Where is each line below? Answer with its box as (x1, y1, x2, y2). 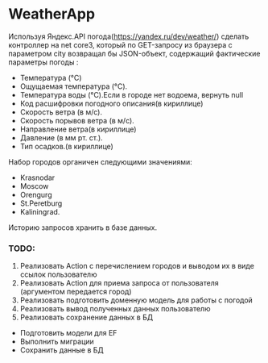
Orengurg (19, 190, 52, 199)
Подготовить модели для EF (19, 328, 118, 338)
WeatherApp (8, 5, 95, 23)
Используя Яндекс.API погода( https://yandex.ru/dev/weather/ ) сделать (8, 31, 249, 41)
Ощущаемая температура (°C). (19, 81, 128, 91)
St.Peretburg (19, 198, 63, 208)
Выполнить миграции (19, 336, 94, 347)
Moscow (19, 181, 49, 190)
